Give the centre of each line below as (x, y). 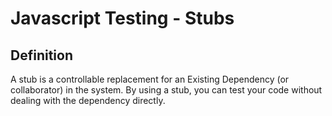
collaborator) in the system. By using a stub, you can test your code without (166, 90)
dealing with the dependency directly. (88, 100)
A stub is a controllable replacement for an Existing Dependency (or (150, 79)
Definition (41, 55)
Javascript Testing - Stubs (122, 18)
